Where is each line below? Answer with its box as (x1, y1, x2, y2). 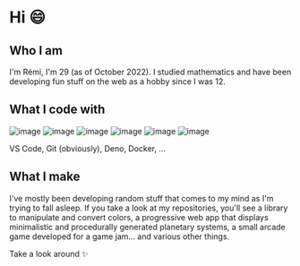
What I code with (9, 102, 106, 117)
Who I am (9, 43, 63, 58)
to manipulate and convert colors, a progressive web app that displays (9, 211, 269, 222)
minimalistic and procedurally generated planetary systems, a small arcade (9, 221, 286, 232)
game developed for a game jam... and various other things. (9, 231, 230, 242)
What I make (9, 169, 81, 184)
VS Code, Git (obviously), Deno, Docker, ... (9, 142, 167, 154)
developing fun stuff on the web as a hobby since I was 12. (9, 76, 226, 87)
